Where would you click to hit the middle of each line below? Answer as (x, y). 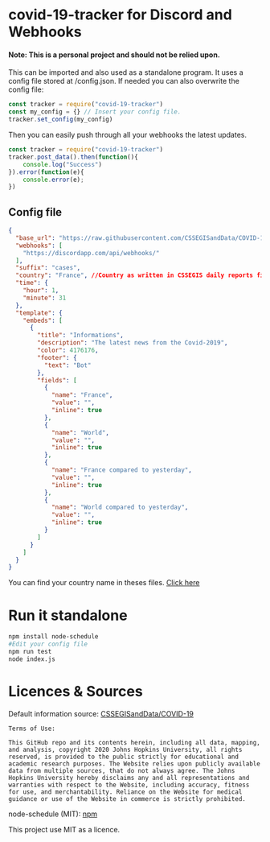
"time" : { (32, 283)
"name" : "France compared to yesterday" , (122, 470)
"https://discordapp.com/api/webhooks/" (91, 253)
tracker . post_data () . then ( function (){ (73, 157)
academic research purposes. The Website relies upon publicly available (135, 764)
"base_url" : (36, 238)
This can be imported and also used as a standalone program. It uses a (126, 72)
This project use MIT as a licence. (64, 829)
